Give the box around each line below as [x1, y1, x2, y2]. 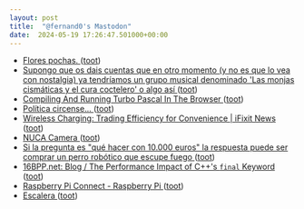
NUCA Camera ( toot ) [22, 133, 101, 144]
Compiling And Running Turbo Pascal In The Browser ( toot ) [22, 94, 244, 104]
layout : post [9, 13, 59, 23]
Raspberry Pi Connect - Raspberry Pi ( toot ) [22, 181, 184, 192]
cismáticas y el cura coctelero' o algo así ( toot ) [22, 84, 198, 95]
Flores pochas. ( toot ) [22, 55, 102, 66]
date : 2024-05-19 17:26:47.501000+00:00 [9, 30, 169, 39]
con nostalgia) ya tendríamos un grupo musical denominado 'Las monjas [22, 75, 295, 85]
